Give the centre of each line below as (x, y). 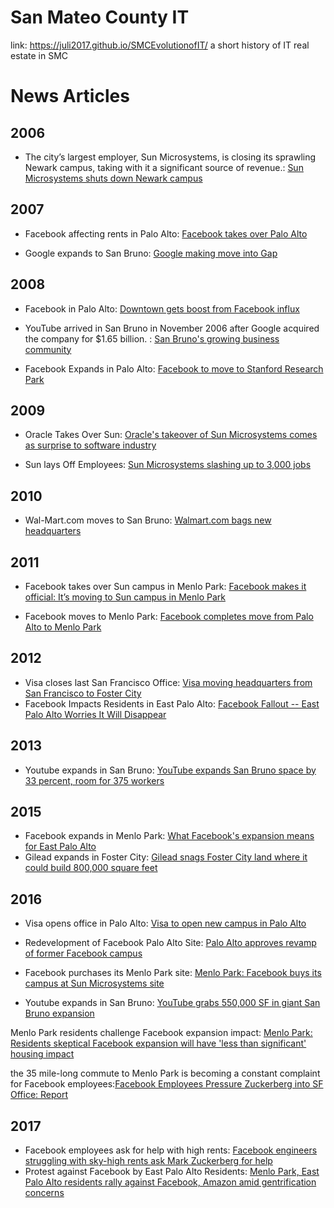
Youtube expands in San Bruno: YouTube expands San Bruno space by (170, 770)
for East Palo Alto (60, 847)
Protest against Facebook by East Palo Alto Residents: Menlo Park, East (172, 1172)
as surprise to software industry (90, 445)
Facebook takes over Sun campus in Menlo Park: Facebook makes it (165, 586)
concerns (44, 1193)
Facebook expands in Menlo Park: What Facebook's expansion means (169, 836)
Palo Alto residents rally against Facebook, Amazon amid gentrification (170, 1182)
